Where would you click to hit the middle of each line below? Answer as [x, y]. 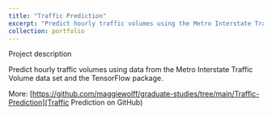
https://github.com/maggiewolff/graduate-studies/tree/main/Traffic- [146, 94]
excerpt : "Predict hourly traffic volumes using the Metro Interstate [130, 23]
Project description [40, 54]
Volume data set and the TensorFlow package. [86, 79]
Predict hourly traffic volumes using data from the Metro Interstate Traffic [131, 70]
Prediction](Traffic [39, 103]
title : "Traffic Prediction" [57, 16]
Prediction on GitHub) [107, 103]
